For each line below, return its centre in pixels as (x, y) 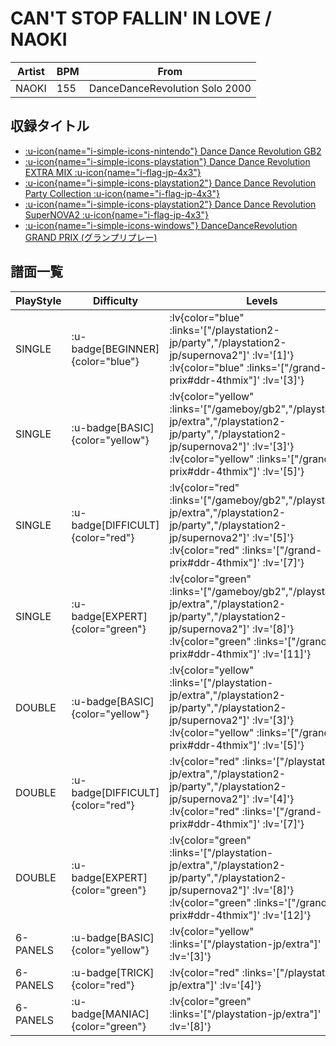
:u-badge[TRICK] (113, 972)
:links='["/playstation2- (224, 330)
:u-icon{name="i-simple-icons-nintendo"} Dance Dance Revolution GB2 (173, 151)
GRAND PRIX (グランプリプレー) (91, 237)
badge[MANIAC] (110, 1014)
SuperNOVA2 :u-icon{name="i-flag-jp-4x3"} (116, 214)
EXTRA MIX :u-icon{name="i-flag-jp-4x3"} (113, 172)
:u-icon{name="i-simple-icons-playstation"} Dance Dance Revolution (167, 161)
